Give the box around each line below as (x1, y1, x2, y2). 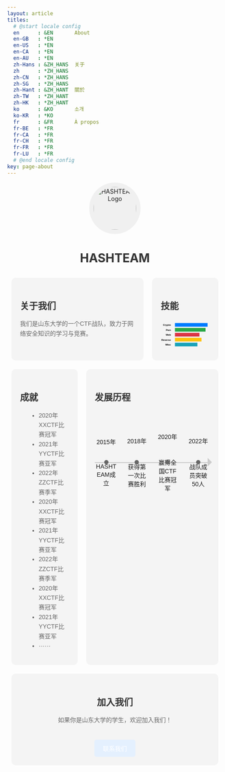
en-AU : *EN (13, 55, 53, 62)
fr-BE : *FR (13, 125, 53, 132)
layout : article (7, 10, 53, 17)
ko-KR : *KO (13, 112, 53, 119)
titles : (7, 16, 29, 23)
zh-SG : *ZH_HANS (13, 80, 69, 87)
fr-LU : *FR (13, 150, 53, 158)
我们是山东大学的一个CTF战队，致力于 (20, 320, 128, 328)
